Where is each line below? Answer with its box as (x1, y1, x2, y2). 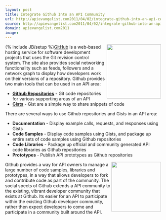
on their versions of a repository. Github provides (5, 75, 105, 81)
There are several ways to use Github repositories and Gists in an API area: (5, 111, 158, 117)
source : (5, 21, 21, 26)
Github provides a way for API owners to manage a (5, 162, 109, 167)
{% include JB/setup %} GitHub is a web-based (5, 44, 101, 50)
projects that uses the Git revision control (5, 55, 89, 60)
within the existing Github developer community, (5, 199, 104, 204)
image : (5, 30, 19, 35)
